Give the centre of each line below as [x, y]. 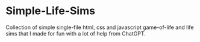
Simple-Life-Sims [51, 11]
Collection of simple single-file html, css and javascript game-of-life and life [100, 27]
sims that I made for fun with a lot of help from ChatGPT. [76, 33]
